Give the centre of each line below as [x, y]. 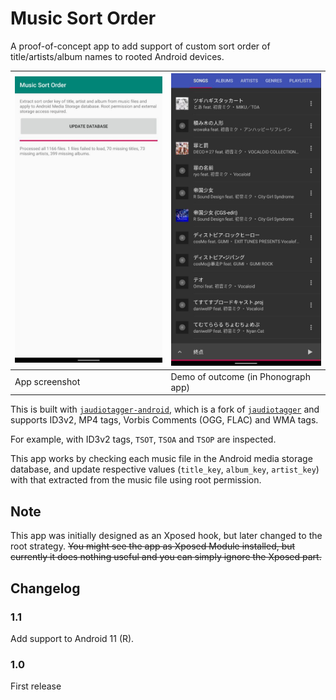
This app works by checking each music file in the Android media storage [161, 459]
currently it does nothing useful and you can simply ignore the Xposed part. [166, 557]
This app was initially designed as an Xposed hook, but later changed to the [166, 536]
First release [36, 686]
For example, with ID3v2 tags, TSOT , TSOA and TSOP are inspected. [143, 439]
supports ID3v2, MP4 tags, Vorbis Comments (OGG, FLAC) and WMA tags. [164, 420]
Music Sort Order [83, 18]
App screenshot [47, 382]
